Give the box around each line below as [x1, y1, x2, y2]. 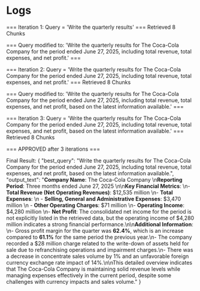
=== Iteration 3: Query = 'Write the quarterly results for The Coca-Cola [6, 115, 181, 122]
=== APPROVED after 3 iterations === [6, 145, 101, 152]
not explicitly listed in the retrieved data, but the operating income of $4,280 [6, 214, 195, 221]
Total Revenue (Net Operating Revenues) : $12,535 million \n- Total [6, 188, 173, 196]
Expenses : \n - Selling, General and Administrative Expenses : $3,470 [6, 195, 181, 202]
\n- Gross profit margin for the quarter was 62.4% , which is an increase [6, 227, 184, 234]
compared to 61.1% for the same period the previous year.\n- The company [6, 233, 193, 241]
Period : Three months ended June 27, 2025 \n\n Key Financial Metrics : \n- [6, 182, 190, 190]
